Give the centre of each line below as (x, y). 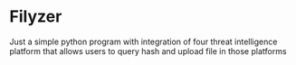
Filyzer (36, 17)
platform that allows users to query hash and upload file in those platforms (148, 51)
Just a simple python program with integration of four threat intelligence (143, 42)
